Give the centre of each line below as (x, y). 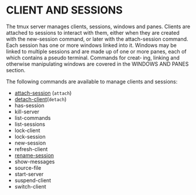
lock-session (30, 136)
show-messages (35, 162)
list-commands (32, 117)
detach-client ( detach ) (40, 99)
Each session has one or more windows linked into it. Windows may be (91, 45)
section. (16, 70)
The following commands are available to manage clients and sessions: (92, 81)
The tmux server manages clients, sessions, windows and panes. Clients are (98, 26)
